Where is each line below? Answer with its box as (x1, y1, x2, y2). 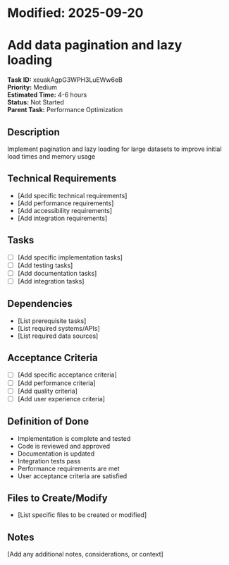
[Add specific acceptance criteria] (17, 370, 118, 379)
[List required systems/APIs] (17, 324, 100, 332)
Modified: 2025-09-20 (7, 5, 144, 21)
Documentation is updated (17, 449, 95, 458)
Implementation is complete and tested (17, 434, 131, 442)
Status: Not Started (7, 98, 65, 107)
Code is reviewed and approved (17, 442, 111, 450)
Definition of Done (7, 415, 89, 427)
